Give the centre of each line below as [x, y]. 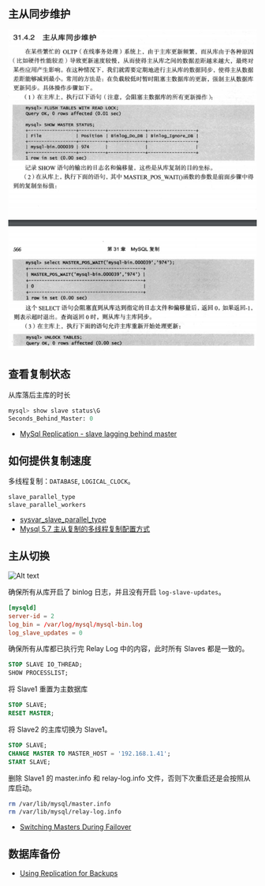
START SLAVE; [30, 762]
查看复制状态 [39, 374]
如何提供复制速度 [50, 461]
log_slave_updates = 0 [45, 633]
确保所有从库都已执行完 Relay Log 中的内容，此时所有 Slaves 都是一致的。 [129, 649]
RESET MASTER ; [32, 713]
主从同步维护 [39, 14]
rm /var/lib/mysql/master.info [60, 804]
